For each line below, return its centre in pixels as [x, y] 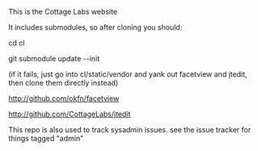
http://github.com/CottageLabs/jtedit [70, 114]
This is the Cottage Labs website [63, 12]
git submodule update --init [54, 59]
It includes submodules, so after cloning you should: [95, 27]
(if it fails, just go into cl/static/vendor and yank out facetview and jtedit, [128, 74]
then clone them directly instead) [63, 83]
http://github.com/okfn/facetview [64, 99]
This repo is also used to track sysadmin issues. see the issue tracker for [130, 130]
